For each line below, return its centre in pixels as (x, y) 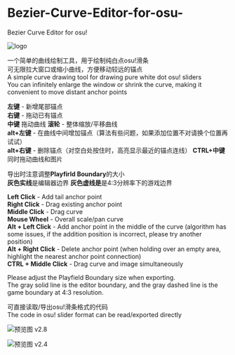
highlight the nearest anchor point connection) (74, 256)
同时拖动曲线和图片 (35, 159)
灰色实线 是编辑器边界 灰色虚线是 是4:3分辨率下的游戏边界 (90, 182)
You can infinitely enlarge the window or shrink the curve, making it (105, 84)
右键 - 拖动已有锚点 (35, 115)
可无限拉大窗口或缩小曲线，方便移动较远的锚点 (75, 69)
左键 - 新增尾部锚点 (35, 106)
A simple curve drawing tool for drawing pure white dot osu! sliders (105, 77)
